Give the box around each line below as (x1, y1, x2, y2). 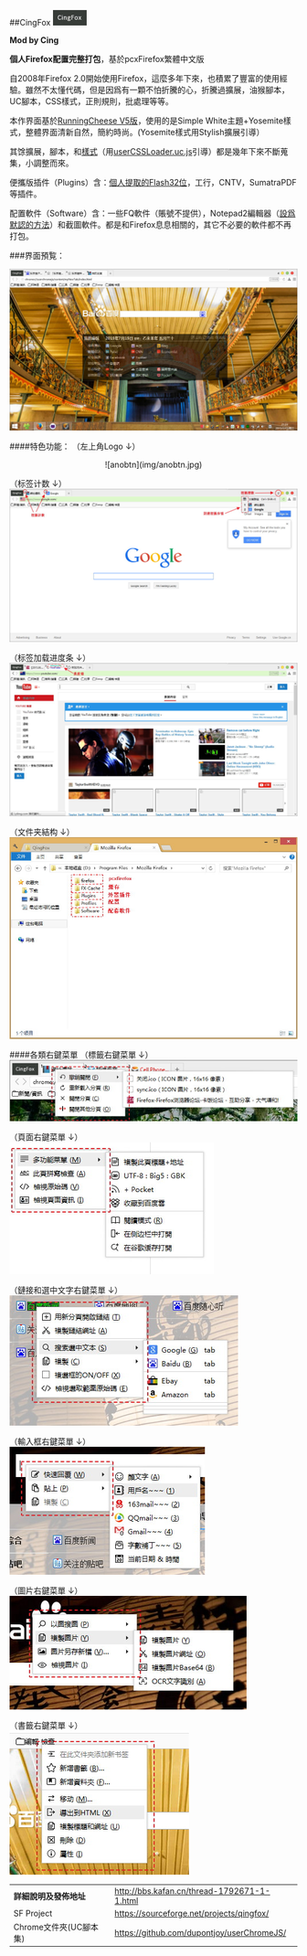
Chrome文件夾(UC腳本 (13, 1921, 99, 1933)
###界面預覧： (9, 250, 66, 260)
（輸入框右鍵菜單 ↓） (9, 1436, 91, 1447)
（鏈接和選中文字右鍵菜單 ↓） (9, 1284, 123, 1295)
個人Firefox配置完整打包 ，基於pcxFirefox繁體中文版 (9, 54, 205, 64)
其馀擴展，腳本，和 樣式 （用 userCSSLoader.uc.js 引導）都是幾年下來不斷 (9, 146, 281, 156)
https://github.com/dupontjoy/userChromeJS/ (113, 1927, 287, 1938)
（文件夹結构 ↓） (9, 826, 75, 837)
